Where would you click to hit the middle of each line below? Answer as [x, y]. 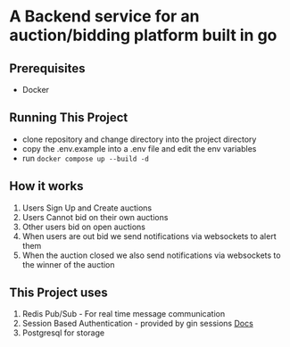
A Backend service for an [104, 17]
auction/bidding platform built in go [143, 35]
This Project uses [59, 293]
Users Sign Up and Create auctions [87, 208]
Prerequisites [47, 68]
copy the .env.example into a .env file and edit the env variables [139, 148]
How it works [46, 186]
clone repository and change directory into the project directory [139, 139]
